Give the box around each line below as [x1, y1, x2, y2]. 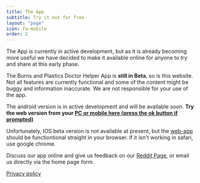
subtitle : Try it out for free [6, 14, 85, 20]
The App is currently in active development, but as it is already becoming [6, 48, 187, 55]
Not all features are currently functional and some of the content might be [6, 79, 189, 86]
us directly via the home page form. [6, 158, 94, 166]
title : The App [6, 8, 44, 15]
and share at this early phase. [6, 61, 80, 68]
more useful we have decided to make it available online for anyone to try [6, 54, 188, 61]
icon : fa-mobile [6, 25, 47, 32]
